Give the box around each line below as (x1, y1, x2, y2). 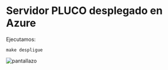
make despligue (6, 47, 43, 53)
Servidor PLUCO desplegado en (6, 4, 163, 17)
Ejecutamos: (6, 36, 36, 43)
